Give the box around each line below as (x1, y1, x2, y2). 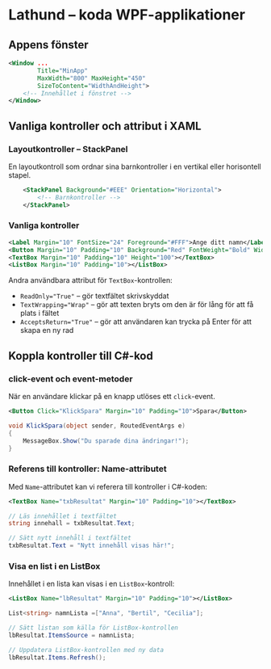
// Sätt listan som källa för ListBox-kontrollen (8, 624, 179, 632)
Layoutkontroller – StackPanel (8, 143, 128, 154)
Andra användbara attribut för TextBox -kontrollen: (8, 276, 173, 285)
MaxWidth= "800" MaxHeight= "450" (37, 74, 147, 82)
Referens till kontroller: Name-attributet (8, 463, 167, 474)
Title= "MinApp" (37, 66, 89, 74)
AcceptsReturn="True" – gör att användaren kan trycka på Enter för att (19, 317, 252, 326)
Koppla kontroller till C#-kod (8, 349, 153, 363)
